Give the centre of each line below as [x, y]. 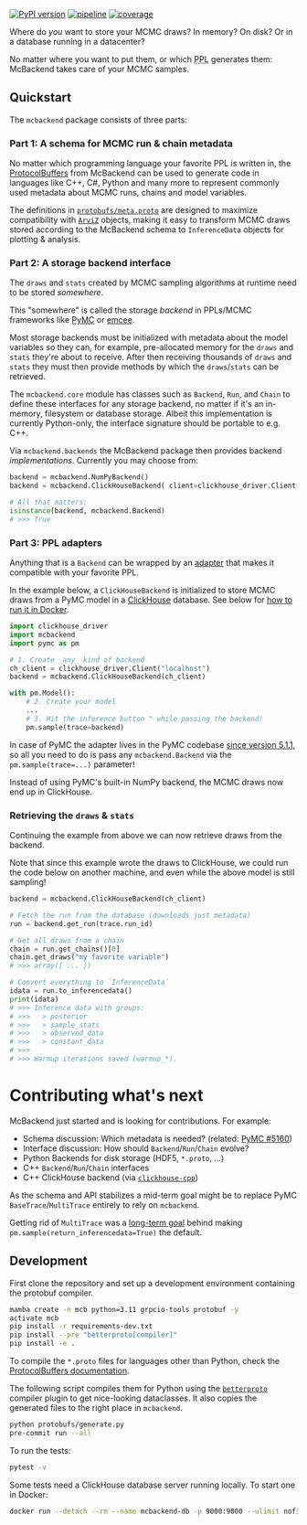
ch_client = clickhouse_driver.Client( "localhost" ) [110, 668]
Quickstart [41, 97]
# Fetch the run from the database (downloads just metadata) [130, 915]
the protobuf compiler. [52, 1293]
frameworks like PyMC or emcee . [72, 320]
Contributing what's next [106, 1096]
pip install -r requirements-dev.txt [81, 1327]
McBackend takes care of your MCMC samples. [100, 69]
